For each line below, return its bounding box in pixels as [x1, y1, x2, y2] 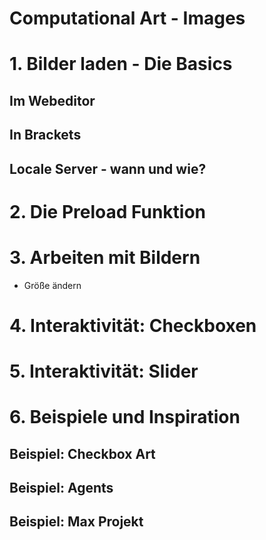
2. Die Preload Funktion [9, 200, 207, 223]
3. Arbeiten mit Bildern [9, 246, 201, 269]
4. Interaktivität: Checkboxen [9, 314, 257, 337]
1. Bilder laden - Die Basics [9, 53, 233, 76]
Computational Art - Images [9, 7, 246, 30]
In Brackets [9, 127, 82, 144]
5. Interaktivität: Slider [9, 360, 199, 383]
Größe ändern [23, 279, 82, 291]
